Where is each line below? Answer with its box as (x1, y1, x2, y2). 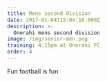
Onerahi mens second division (13, 29, 100, 36)
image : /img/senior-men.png (7, 36, 88, 43)
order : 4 (7, 49, 32, 56)
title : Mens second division (7, 10, 91, 17)
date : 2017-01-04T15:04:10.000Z (7, 16, 100, 23)
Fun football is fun (7, 67, 59, 76)
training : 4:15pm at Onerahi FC (7, 42, 100, 49)
